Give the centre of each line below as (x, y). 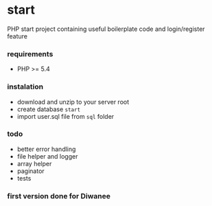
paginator (31, 171)
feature (17, 36)
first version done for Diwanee (59, 196)
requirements (30, 54)
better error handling (46, 149)
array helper (34, 163)
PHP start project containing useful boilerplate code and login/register (106, 29)
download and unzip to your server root (73, 102)
